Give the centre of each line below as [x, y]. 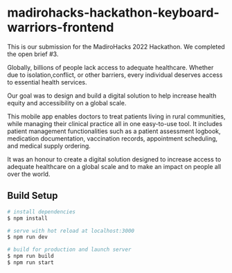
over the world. [29, 174]
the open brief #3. [33, 54]
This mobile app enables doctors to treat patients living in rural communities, [116, 116]
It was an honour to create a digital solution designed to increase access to [114, 159]
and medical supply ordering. [49, 146]
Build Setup [33, 196]
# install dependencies [42, 212]
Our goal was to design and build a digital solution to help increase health [112, 96]
